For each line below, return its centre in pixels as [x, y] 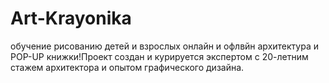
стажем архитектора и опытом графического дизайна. [127, 67]
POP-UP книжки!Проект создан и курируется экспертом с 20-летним [159, 56]
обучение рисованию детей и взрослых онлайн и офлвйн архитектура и [164, 46]
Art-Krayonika [71, 18]
